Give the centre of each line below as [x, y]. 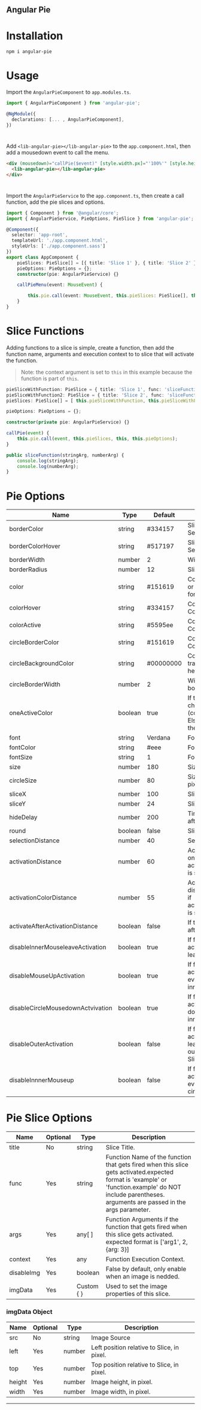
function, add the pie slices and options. [56, 202]
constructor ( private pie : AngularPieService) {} [68, 422]
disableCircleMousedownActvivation [61, 1008]
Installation [35, 36]
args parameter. [128, 1210]
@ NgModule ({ [21, 114]
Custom [88, 1286]
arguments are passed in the [146, 1202]
